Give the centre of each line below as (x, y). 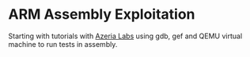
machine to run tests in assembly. (63, 44)
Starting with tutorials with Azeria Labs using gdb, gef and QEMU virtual (125, 36)
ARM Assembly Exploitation (102, 14)
